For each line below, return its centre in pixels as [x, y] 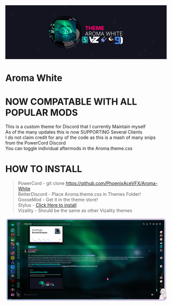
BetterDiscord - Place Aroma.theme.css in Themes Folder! [79, 194]
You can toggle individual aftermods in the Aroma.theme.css [69, 149]
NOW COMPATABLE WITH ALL [71, 101]
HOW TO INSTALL [44, 169]
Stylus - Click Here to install [47, 205]
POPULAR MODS [42, 113]
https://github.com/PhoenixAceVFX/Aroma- [112, 183]
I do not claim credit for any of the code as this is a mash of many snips [81, 137]
